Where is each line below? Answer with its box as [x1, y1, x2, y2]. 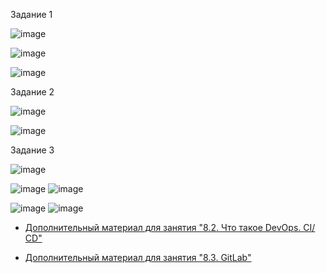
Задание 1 [10, 9, 53, 20]
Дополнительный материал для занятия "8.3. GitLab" [24, 252, 252, 263]
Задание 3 [10, 144, 55, 156]
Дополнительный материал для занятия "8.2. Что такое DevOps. [24, 222, 302, 233]
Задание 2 [10, 86, 55, 98]
